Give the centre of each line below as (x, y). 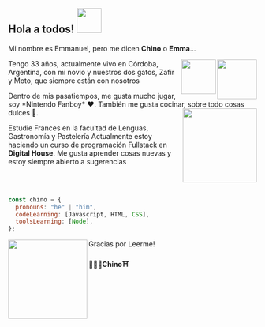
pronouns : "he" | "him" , (56, 207)
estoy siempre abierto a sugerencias (67, 161)
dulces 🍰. (23, 112)
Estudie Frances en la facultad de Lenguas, (78, 128)
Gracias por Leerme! (122, 244)
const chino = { (35, 199)
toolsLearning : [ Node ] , (54, 222)
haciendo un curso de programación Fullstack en (88, 145)
